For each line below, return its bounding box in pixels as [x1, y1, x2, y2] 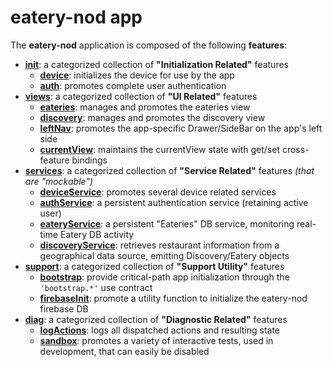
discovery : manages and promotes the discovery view [39, 111, 266, 123]
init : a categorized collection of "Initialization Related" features [24, 58, 289, 70]
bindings [71, 154, 108, 166]
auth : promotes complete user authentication [39, 79, 227, 91]
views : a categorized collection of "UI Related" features [24, 90, 258, 102]
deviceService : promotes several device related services [39, 186, 277, 198]
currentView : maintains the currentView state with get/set [39, 143, 280, 155]
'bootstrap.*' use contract [39, 281, 153, 293]
